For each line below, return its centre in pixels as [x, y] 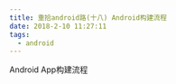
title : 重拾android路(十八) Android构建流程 [88, 18]
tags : [19, 34]
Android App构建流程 [49, 70]
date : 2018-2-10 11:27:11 [58, 26]
